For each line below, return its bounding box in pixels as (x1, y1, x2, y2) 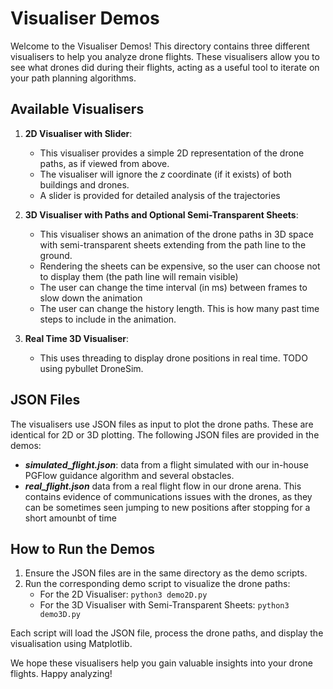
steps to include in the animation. (39, 313, 177, 325)
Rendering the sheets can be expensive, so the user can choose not (39, 260, 321, 272)
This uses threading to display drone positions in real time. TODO (39, 352, 308, 364)
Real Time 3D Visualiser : (24, 332, 130, 344)
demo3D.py (39, 610, 82, 620)
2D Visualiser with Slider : (24, 127, 133, 139)
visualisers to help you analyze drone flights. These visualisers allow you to (10, 50, 320, 62)
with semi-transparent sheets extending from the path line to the (39, 238, 307, 251)
